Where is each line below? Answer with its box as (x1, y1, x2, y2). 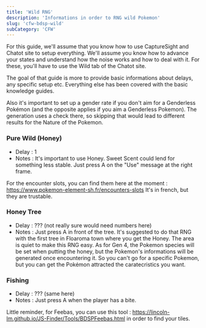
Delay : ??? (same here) (15, 290, 75, 297)
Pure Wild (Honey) (6, 134, 63, 143)
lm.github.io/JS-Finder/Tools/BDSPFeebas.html (6, 315, 126, 322)
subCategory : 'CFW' (6, 26, 56, 32)
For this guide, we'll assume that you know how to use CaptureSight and (6, 43, 189, 50)
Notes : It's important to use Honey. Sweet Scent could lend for (15, 154, 175, 162)
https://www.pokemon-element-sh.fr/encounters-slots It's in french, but (6, 186, 189, 193)
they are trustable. (6, 193, 53, 200)
